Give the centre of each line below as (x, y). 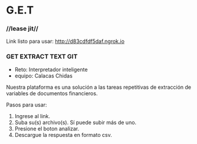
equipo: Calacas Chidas (43, 76)
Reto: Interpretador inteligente (51, 69)
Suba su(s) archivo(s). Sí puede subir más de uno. (75, 122)
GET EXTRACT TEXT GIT (42, 56)
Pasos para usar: (27, 105)
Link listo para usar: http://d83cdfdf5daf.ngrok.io (65, 41)
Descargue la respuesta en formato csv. (63, 135)
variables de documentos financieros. (52, 93)
